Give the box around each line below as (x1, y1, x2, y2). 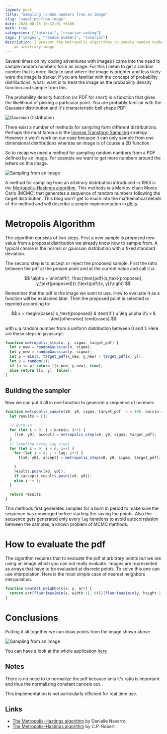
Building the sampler (5, 386, 71, 395)
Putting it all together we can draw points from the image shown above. (5, 628, 152, 634)
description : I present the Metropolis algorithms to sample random (5, 40, 150, 45)
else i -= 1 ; (14, 478, 41, 483)
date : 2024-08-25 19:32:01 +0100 (5, 21, 75, 26)
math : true (5, 26, 28, 31)
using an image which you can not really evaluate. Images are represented (5, 561, 158, 567)
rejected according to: (5, 300, 51, 306)
